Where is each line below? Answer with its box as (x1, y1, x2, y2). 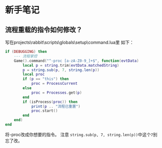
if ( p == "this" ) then (23, 76, 69, 81)
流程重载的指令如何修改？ (5, 25, 82, 34)
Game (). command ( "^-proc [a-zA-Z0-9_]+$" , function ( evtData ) (14, 58, 139, 63)
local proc (23, 72, 45, 77)
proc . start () (31, 108, 58, 113)
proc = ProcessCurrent (31, 81, 78, 86)
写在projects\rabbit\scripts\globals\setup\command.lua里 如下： (5, 40, 134, 45)
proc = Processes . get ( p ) (31, 90, 82, 95)
